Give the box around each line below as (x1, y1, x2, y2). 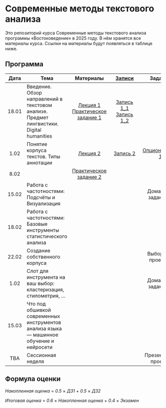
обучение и (26, 337, 54, 344)
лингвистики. (26, 120, 59, 127)
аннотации (26, 159, 53, 166)
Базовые (26, 220, 48, 227)
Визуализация (26, 200, 61, 207)
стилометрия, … (26, 292, 66, 299)
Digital (26, 126, 42, 133)
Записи (115, 75, 134, 82)
